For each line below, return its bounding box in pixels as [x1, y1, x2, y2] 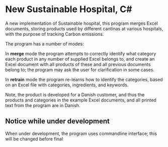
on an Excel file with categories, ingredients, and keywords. [5, 82, 129, 88]
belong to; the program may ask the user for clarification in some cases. [5, 67, 155, 73]
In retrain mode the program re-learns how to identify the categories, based [5, 76, 163, 82]
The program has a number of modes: [5, 40, 84, 46]
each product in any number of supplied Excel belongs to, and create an [5, 56, 155, 62]
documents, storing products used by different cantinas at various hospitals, [5, 25, 163, 31]
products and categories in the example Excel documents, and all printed [5, 97, 157, 103]
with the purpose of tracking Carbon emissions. [5, 31, 104, 37]
